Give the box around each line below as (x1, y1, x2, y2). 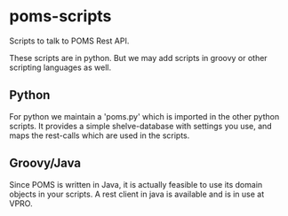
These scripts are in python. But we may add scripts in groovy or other (9, 52, 268, 63)
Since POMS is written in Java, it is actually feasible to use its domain (9, 179, 263, 189)
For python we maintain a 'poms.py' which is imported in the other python (9, 111, 280, 121)
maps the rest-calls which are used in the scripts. (9, 130, 190, 141)
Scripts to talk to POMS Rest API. (9, 35, 130, 46)
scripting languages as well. (9, 62, 112, 73)
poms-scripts (9, 6, 112, 27)
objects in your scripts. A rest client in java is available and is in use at (9, 189, 265, 199)
